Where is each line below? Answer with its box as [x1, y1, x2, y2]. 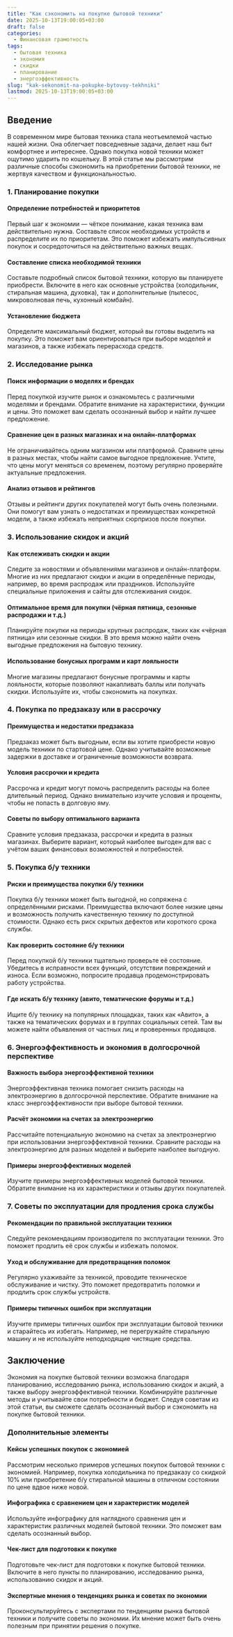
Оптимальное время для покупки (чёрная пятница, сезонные [7, 603, 197, 612]
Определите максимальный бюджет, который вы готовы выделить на [7, 327, 215, 336]
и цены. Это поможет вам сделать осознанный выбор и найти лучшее [7, 407, 216, 415]
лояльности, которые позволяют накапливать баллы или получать [7, 680, 206, 688]
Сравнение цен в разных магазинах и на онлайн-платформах [7, 431, 196, 439]
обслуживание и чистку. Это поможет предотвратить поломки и [7, 1280, 200, 1289]
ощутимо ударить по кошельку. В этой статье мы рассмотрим [7, 154, 193, 163]
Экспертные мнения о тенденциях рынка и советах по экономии [7, 1591, 207, 1599]
